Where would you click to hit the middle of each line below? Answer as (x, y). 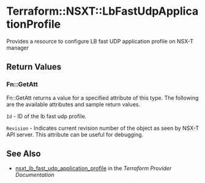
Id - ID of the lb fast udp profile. (47, 116)
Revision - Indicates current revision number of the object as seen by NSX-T (103, 128)
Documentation (35, 175)
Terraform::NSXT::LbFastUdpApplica (102, 11)
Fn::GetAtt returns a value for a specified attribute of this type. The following (102, 98)
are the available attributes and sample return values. (73, 104)
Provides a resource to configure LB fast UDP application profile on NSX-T (100, 41)
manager (18, 48)
